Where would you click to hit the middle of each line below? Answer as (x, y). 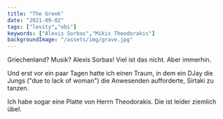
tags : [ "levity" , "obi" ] (42, 27)
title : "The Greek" (36, 14)
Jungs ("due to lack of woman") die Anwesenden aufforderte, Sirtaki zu (110, 80)
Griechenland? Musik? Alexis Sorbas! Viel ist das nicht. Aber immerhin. (109, 59)
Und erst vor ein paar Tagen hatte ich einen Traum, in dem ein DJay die (110, 73)
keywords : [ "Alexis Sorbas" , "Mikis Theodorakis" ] (81, 33)
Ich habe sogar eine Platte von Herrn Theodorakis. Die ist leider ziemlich (112, 101)
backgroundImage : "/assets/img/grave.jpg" (70, 40)
